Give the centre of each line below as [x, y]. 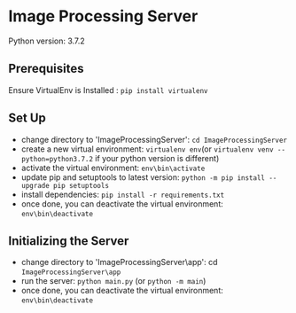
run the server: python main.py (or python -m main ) [113, 281]
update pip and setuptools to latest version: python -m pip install [143, 177]
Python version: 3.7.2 [47, 41]
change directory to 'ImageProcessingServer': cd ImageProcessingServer [154, 139]
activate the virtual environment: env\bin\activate [113, 168]
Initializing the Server [69, 241]
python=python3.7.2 [57, 159]
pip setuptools [82, 185]
